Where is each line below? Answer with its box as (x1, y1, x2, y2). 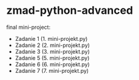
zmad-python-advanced (6, 4, 134, 17)
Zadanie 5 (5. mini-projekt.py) (15, 54, 90, 61)
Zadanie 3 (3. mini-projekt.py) (15, 48, 90, 55)
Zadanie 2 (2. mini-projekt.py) (15, 42, 90, 49)
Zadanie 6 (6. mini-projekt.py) (15, 61, 90, 68)
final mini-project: (6, 23, 50, 31)
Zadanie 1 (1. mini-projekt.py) (15, 35, 88, 42)
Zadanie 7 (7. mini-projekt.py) (15, 67, 89, 74)
